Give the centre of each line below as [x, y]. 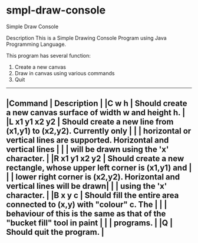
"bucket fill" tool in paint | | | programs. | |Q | [90, 223]
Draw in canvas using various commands [65, 73]
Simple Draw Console [32, 26]
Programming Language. [36, 44]
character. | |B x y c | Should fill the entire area [93, 196]
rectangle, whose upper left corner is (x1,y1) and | [99, 168]
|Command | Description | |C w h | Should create [97, 104]
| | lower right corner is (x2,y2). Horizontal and [93, 177]
